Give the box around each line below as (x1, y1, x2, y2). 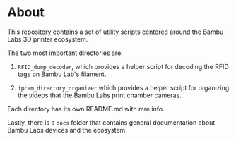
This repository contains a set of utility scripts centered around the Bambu (7, 27, 224, 36)
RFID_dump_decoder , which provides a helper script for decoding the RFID (17, 62, 230, 70)
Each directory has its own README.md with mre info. (7, 104, 165, 113)
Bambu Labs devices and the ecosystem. (7, 125, 127, 134)
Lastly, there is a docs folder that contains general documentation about (7, 118, 216, 127)
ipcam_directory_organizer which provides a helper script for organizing (17, 83, 230, 92)
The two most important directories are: (7, 49, 124, 57)
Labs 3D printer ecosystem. (7, 35, 88, 43)
